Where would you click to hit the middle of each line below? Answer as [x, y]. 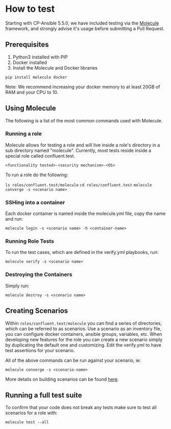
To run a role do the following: [37, 175]
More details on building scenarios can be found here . [62, 379]
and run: [14, 219]
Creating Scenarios [37, 311]
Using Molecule [31, 108]
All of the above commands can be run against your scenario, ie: [73, 360]
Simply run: [17, 286]
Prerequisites [27, 45]
